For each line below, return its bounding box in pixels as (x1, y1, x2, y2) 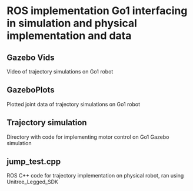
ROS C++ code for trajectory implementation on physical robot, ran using (6, 172, 184, 179)
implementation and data (6, 29, 132, 42)
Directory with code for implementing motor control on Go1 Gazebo (6, 133, 169, 140)
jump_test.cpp (6, 157, 61, 167)
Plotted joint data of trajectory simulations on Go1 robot (6, 100, 141, 108)
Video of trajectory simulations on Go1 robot (6, 68, 114, 75)
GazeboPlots (6, 85, 55, 95)
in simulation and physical (6, 16, 138, 30)
